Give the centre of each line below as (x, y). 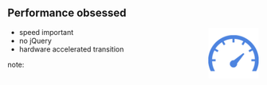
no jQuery (35, 41)
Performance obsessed (67, 13)
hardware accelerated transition (71, 49)
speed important (46, 32)
